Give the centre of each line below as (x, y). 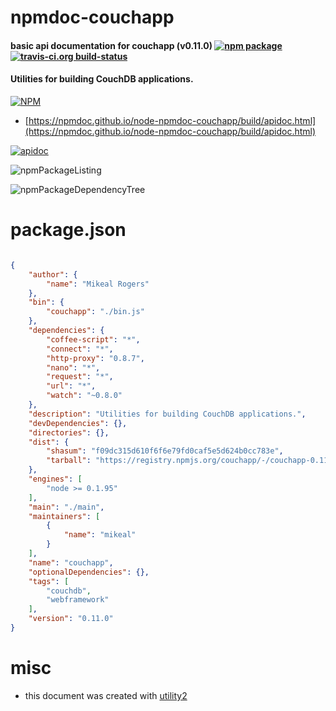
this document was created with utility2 (106, 695)
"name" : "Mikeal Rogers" (98, 284)
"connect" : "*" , (80, 349)
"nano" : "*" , (73, 367)
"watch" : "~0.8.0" (84, 396)
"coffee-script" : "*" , (93, 339)
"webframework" (78, 600)
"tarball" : (69, 461)
